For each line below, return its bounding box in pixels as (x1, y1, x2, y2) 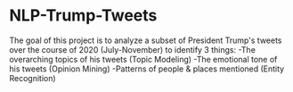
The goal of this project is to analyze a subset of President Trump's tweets (9, 35, 282, 46)
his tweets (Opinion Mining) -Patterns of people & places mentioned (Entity (9, 63, 285, 74)
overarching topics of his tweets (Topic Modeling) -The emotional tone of (9, 54, 278, 64)
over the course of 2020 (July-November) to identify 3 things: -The (9, 44, 256, 54)
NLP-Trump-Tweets (9, 5, 158, 26)
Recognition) (9, 72, 56, 83)
